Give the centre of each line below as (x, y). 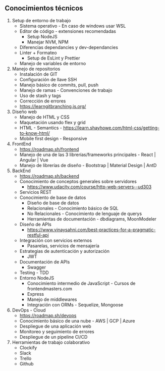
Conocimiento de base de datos (53, 197)
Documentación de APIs (45, 261)
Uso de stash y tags (40, 95)
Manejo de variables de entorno (53, 63)
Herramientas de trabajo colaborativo (51, 342)
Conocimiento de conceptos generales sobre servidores (78, 181)
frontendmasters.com (50, 288)
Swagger (37, 267)
